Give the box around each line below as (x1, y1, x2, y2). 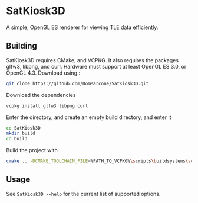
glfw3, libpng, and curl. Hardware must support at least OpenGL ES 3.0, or (6, 63, 187, 70)
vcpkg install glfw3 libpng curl (6, 102, 88, 109)
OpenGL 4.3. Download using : (6, 69, 81, 76)
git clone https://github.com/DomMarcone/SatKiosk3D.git (6, 80, 149, 86)
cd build (6, 136, 28, 142)
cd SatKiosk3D (6, 125, 41, 131)
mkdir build (6, 130, 35, 137)
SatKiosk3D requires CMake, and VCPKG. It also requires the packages (6, 56, 179, 63)
